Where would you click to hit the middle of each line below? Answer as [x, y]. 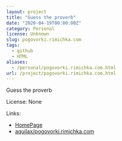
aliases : [17, 62]
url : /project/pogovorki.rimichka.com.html [61, 73]
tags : [13, 46]
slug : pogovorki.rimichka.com [44, 40]
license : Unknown [28, 34]
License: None [24, 102]
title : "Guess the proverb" [41, 17]
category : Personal [30, 28]
